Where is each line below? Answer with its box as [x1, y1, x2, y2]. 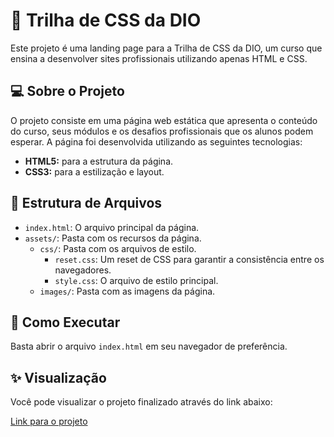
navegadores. [54, 264, 112, 276]
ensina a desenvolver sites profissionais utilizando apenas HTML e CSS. [10, 52, 308, 64]
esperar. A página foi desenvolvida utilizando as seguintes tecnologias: [10, 135, 303, 148]
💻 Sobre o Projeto [10, 83, 125, 100]
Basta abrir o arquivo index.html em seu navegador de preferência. [10, 340, 288, 353]
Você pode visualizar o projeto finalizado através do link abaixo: [10, 396, 273, 408]
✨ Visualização [10, 369, 107, 386]
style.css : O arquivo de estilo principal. [54, 274, 219, 286]
